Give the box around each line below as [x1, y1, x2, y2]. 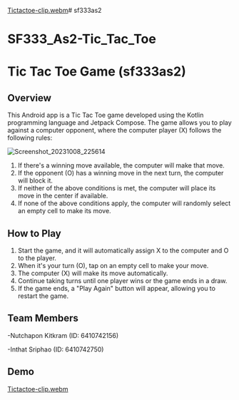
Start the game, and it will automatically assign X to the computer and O [17, 246, 229, 255]
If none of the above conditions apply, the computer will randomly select [17, 199, 231, 207]
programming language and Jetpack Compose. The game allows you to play [7, 118, 232, 127]
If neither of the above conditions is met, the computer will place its [17, 184, 216, 193]
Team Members [7, 312, 78, 324]
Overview [7, 92, 52, 104]
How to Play [7, 227, 62, 240]
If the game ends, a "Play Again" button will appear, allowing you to [17, 284, 216, 292]
